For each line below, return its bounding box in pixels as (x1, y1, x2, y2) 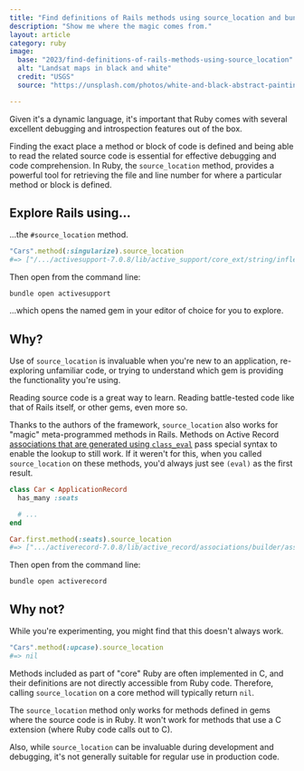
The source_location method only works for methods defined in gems (9, 704, 271, 716)
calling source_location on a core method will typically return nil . (9, 687, 255, 698)
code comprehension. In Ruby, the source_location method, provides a (9, 159, 274, 170)
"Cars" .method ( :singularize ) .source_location (9, 246, 184, 256)
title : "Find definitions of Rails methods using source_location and (9, 13, 281, 23)
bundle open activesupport (9, 289, 111, 299)
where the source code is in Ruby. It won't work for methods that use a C (9, 714, 282, 725)
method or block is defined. (9, 178, 112, 190)
